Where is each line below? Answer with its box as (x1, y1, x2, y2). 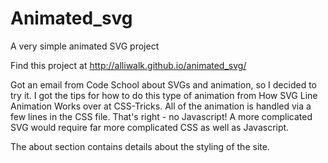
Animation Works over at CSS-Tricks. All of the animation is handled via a (10, 100, 312, 112)
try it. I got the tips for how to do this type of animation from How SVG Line (10, 89, 318, 101)
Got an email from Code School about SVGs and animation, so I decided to (10, 78, 318, 91)
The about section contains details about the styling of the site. (10, 140, 270, 152)
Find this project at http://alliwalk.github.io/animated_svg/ (10, 59, 247, 71)
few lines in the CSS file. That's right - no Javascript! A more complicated (10, 110, 313, 122)
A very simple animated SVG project (10, 40, 160, 52)
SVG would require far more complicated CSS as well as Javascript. (10, 121, 290, 133)
